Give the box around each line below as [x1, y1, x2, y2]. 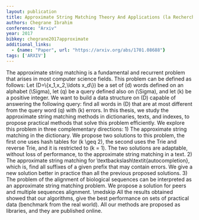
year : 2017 [6, 31, 33, 37]
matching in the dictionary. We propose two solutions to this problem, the [6, 131, 185, 139]
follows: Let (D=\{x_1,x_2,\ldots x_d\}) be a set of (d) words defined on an [6, 81, 184, 89]
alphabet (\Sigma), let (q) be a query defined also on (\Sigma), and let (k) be [6, 88, 192, 95]
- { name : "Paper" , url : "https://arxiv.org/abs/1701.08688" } [11, 47, 166, 53]
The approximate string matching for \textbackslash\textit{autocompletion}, [6, 157, 190, 164]
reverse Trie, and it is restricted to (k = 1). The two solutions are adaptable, [6, 144, 188, 151]
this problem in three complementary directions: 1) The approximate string [6, 125, 187, 132]
